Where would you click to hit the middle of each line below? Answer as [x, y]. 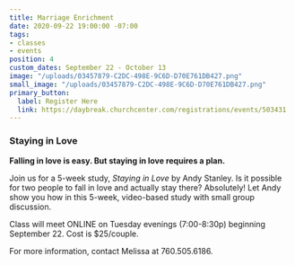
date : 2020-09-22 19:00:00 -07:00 [74, 26]
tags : [19, 34]
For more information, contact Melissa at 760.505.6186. [111, 251]
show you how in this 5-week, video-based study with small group [132, 197]
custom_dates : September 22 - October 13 [88, 68]
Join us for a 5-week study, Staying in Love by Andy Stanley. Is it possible [146, 178]
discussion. [30, 207]
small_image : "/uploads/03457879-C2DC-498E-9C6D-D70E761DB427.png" [138, 84]
